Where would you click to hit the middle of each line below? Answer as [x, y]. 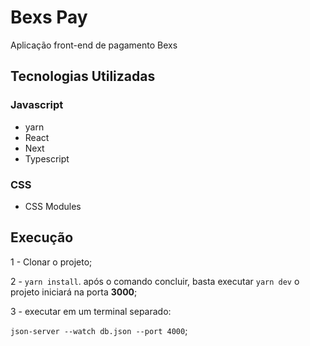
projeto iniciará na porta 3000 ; [74, 292]
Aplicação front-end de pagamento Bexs [94, 45]
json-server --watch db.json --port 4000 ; [99, 330]
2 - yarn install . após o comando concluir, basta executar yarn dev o [155, 281]
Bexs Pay [49, 17]
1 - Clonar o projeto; [51, 262]
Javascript [37, 105]
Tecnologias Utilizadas [83, 76]
